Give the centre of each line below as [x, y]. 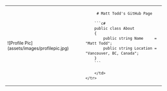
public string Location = [130, 48]
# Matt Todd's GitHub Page [125, 13]
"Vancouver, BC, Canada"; [112, 53]
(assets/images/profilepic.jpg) [38, 48]
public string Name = [130, 38]
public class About [114, 28]
